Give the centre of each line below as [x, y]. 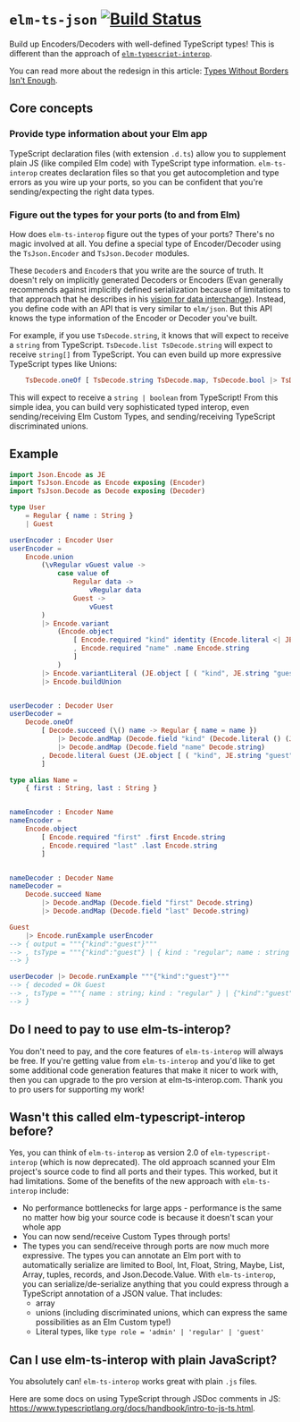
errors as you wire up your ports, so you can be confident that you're [136, 182]
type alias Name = [43, 780]
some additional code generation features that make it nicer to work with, [144, 1070]
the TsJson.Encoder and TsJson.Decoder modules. [100, 253]
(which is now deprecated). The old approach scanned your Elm [158, 1162]
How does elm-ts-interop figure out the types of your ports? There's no [142, 234]
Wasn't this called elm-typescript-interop [127, 1117]
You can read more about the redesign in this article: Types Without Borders [149, 71]
